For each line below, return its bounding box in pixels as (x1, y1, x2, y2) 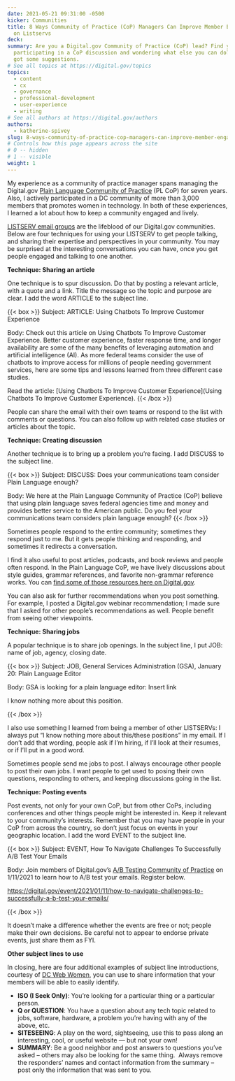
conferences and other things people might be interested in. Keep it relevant (7, 808, 227, 817)
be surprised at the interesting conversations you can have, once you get (7, 244, 218, 252)
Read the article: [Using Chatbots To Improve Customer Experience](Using (7, 386, 222, 395)
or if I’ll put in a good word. (7, 745, 85, 754)
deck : (7, 36, 23, 43)
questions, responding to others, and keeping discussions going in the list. (7, 774, 222, 782)
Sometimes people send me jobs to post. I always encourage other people (7, 759, 222, 768)
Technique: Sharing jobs (7, 627, 80, 636)
